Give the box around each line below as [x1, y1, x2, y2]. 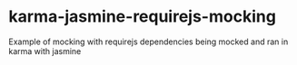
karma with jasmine [8, 45, 82, 56]
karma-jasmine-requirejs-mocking [8, 6, 276, 27]
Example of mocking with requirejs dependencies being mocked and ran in [8, 36, 289, 47]
